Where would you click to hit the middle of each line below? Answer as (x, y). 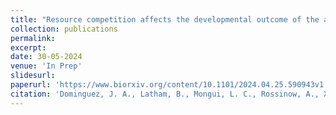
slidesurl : (33, 76)
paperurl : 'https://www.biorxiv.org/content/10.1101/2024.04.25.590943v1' (169, 85)
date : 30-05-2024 (46, 57)
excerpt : (28, 47)
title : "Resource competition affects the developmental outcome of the (165, 19)
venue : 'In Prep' (46, 66)
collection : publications (64, 29)
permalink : (33, 38)
